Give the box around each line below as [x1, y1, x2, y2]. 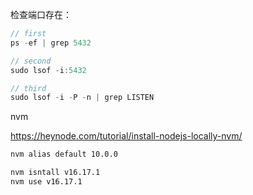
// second [10, 56, 52, 66]
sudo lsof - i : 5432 [10, 65, 87, 75]
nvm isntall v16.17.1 [10, 168, 101, 178]
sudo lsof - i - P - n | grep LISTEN [10, 93, 155, 103]
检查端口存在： [10, 9, 72, 20]
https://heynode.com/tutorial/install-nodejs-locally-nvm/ [10, 130, 243, 142]
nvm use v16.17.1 [10, 177, 83, 187]
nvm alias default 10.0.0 [10, 149, 118, 160]
